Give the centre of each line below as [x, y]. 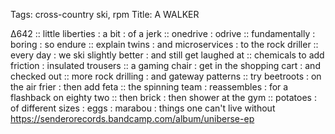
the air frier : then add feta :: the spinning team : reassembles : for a [149, 87]
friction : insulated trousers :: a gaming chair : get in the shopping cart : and [165, 65]
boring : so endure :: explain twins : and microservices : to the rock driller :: [164, 44]
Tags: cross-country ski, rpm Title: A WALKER [105, 14]
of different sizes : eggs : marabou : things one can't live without [143, 108]
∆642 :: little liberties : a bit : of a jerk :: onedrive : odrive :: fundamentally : [163, 33]
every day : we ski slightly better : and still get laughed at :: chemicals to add [167, 55]
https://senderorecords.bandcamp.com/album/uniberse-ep [132, 118]
